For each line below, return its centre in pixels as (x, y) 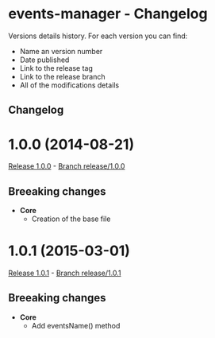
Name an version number (61, 51)
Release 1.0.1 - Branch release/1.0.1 (65, 273)
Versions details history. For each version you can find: (98, 36)
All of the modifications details (69, 85)
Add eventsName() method (76, 325)
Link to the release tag (56, 68)
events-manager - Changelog (108, 14)
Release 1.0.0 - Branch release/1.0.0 (67, 166)
